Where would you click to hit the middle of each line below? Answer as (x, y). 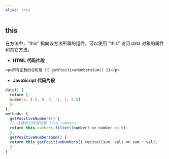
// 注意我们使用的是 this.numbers (43, 123)
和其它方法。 (19, 50)
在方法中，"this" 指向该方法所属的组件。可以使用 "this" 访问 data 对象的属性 (84, 43)
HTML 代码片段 (28, 60)
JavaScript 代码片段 (34, 81)
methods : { (17, 114)
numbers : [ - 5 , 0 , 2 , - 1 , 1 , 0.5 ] (45, 100)
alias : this (18, 10)
